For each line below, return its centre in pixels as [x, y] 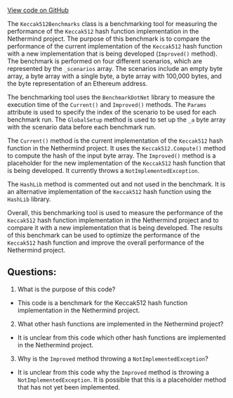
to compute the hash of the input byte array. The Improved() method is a [112, 155]
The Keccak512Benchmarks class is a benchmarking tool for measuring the [112, 24]
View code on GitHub [38, 10]
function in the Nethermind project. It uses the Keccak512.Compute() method [116, 148]
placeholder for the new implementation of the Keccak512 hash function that [116, 163]
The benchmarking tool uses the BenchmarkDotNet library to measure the [111, 97]
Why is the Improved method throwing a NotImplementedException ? [113, 359]
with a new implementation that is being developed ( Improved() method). [112, 53]
